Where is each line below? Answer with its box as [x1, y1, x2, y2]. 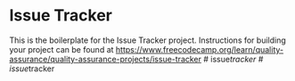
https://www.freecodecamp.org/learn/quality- [115, 44, 283, 54]
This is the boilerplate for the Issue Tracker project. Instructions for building [9, 35, 287, 45]
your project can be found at [9, 44, 114, 54]
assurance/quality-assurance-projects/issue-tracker [9, 53, 202, 64]
